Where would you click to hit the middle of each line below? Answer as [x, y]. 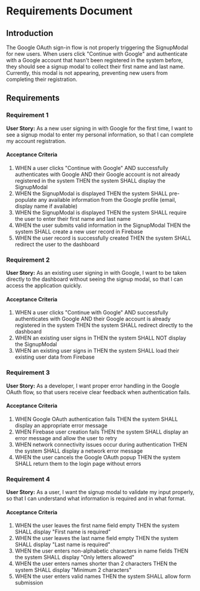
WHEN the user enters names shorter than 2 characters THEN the [96, 563]
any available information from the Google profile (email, [107, 199]
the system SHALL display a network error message [79, 451]
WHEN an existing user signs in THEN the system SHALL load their [97, 351]
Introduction [30, 33]
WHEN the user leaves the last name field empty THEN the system [97, 538]
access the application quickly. [44, 286]
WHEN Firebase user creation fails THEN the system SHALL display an [102, 432]
